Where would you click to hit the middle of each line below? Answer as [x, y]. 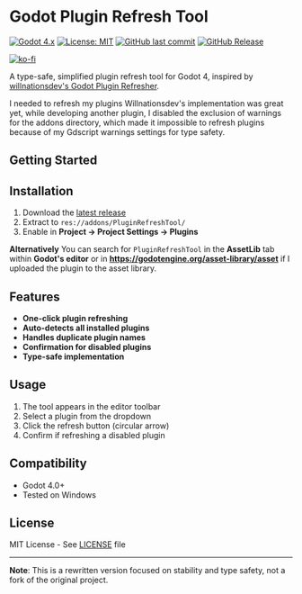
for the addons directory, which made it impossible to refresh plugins [137, 122]
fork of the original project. [59, 580]
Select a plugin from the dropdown [87, 416]
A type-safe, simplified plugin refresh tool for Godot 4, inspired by [131, 76]
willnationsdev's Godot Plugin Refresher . [84, 85]
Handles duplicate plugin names [84, 337]
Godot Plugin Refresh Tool [109, 17]
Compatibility [48, 464]
